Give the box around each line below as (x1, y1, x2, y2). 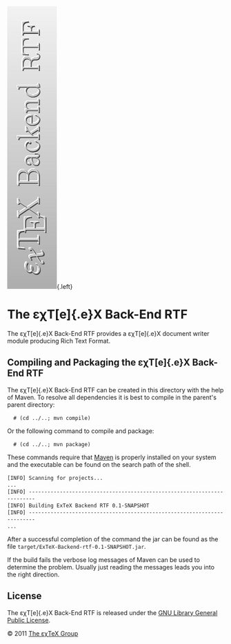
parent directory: (7, 400, 55, 409)
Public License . (7, 616, 50, 624)
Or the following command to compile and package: (7, 427, 154, 435)
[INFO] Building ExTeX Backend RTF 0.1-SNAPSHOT (7, 502, 150, 509)
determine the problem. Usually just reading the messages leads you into (7, 563, 215, 571)
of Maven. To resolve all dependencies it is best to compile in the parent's (7, 393, 217, 401)
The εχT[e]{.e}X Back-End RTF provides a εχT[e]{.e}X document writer (7, 329, 210, 337)
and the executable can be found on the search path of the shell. (7, 460, 191, 468)
